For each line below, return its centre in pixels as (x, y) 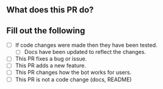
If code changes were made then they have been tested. (86, 45)
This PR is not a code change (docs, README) (74, 79)
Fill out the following (46, 31)
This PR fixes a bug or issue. (51, 59)
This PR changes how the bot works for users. (73, 73)
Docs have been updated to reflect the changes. (85, 52)
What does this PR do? (50, 10)
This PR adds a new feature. (51, 65)
